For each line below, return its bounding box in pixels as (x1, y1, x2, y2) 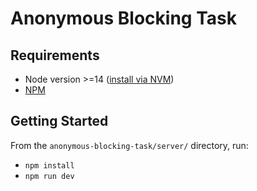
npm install (24, 160, 75, 171)
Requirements (10, 47, 100, 64)
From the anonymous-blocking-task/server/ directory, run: (10, 139, 249, 151)
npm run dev (24, 171, 75, 181)
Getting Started (10, 113, 109, 130)
